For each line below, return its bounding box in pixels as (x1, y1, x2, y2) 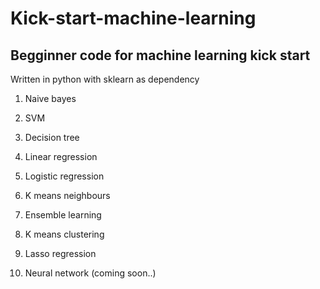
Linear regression (24, 151, 98, 162)
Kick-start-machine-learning (10, 7, 257, 30)
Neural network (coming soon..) (24, 267, 157, 279)
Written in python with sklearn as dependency (10, 73, 200, 85)
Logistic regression (24, 170, 105, 182)
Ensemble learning (24, 209, 102, 221)
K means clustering (24, 228, 105, 240)
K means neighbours (24, 190, 111, 201)
